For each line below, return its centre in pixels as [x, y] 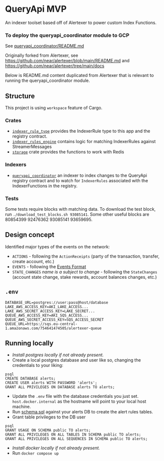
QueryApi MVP [36, 9]
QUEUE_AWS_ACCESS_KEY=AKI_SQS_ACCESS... [47, 315]
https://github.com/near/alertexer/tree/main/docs [55, 66]
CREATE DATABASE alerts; [30, 379]
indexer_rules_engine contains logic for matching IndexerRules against [84, 142]
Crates [13, 120]
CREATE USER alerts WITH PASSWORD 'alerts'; [51, 383]
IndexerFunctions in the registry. [45, 186]
